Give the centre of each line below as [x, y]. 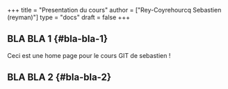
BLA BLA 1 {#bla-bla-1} [58, 39]
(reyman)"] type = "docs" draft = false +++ [69, 17]
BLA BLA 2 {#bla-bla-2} [59, 78]
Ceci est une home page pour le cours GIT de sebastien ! [89, 55]
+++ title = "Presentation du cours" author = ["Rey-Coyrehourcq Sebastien [114, 10]
